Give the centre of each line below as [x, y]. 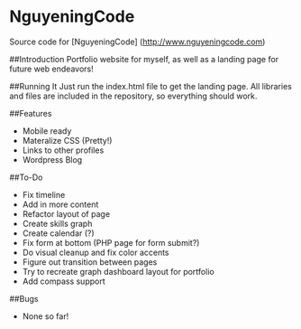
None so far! [46, 316]
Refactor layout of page [66, 213]
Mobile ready [47, 131]
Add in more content [60, 204]
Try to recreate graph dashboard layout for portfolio [118, 271]
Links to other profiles [63, 150]
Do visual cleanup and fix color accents [96, 252]
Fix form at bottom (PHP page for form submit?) [111, 242]
